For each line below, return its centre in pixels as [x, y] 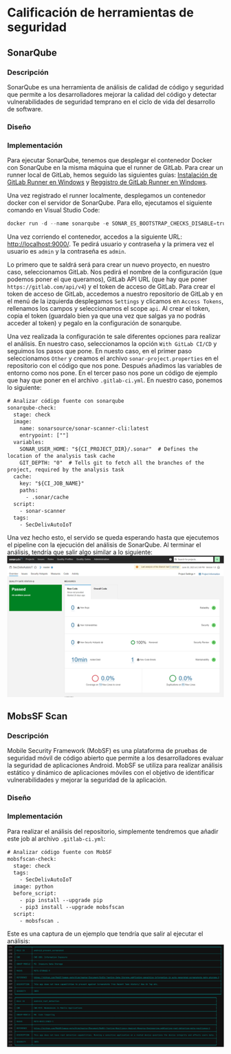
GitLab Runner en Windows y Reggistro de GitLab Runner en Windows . [107, 182]
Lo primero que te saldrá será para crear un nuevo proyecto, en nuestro [109, 264]
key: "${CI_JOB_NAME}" [52, 483]
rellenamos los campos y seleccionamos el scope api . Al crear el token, [109, 308]
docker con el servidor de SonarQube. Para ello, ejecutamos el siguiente [110, 203]
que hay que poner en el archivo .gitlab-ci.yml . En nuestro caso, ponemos [115, 380]
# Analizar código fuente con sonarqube [66, 401]
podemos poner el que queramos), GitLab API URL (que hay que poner [107, 279]
